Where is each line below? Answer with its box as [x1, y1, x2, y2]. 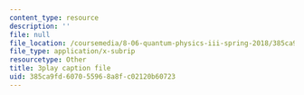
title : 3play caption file [9, 64, 111, 73]
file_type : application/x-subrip [9, 47, 136, 56]
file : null [9, 30, 51, 39]
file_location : [9, 38, 67, 48]
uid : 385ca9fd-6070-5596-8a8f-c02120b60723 [9, 72, 176, 81]
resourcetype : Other [9, 55, 88, 64]
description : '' [9, 22, 71, 31]
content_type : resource [9, 13, 100, 23]
